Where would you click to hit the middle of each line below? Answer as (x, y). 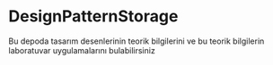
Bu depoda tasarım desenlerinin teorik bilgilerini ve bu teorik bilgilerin (136, 41)
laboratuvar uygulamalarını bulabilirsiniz (82, 50)
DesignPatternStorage (93, 16)
